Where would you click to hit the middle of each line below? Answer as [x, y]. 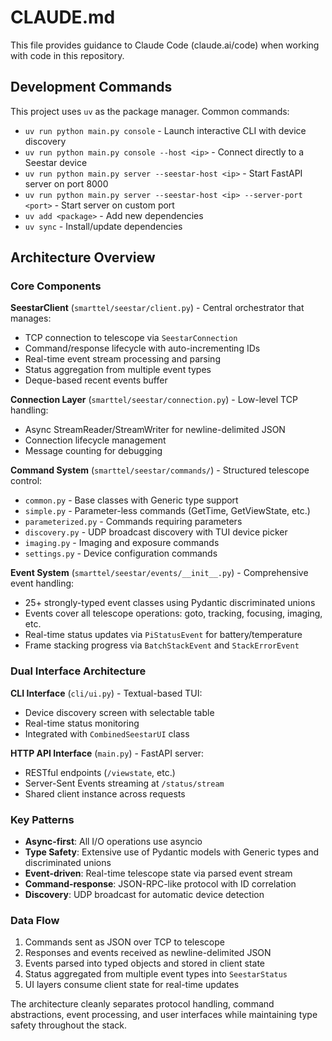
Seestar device [56, 162]
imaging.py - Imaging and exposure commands [122, 543]
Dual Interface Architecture [78, 671]
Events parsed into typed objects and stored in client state [145, 963]
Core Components [56, 286]
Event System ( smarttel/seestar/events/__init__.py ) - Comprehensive [159, 573]
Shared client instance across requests [105, 793]
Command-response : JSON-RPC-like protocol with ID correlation [160, 884]
